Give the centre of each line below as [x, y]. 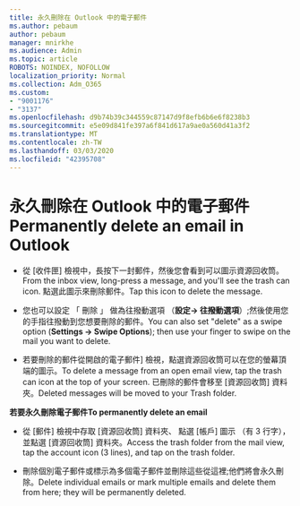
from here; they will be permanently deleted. [104, 493]
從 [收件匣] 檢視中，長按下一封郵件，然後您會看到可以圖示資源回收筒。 [153, 270]
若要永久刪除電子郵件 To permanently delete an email [108, 412]
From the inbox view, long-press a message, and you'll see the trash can [156, 281]
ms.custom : [30, 92]
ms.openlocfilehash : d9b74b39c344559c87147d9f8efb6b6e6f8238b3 [130, 117]
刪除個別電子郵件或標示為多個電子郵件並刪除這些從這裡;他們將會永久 [149, 471]
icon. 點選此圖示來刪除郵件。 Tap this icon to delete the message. [142, 291]
